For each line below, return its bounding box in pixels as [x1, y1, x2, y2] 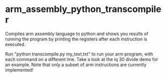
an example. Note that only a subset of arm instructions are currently [5, 61, 147, 67]
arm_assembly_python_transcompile [5, 3, 162, 15]
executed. [5, 41, 26, 47]
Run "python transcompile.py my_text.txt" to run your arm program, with [5, 51, 154, 57]
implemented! [5, 66, 33, 73]
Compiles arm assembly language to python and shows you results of [5, 30, 149, 36]
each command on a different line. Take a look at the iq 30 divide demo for [5, 56, 159, 62]
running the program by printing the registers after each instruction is [5, 36, 148, 42]
